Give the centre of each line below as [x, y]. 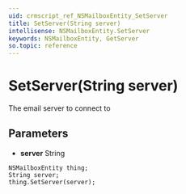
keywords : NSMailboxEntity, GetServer [74, 38]
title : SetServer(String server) [65, 23]
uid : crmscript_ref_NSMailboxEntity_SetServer [88, 16]
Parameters [38, 134]
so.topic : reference [43, 46]
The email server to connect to [59, 108]
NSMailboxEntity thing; [49, 168]
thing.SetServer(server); [52, 182]
